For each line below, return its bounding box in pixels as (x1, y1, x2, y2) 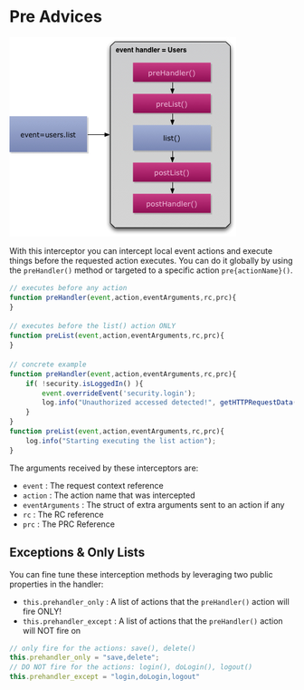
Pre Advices (9, 6, 102, 27)
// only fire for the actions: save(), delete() (9, 644, 196, 653)
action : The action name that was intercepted (22, 490, 196, 500)
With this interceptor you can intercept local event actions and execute (9, 245, 273, 256)
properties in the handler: (9, 578, 104, 589)
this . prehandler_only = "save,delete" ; (9, 653, 160, 663)
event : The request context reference (22, 480, 165, 491)
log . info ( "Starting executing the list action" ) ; (25, 436, 217, 445)
